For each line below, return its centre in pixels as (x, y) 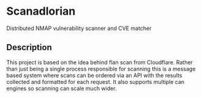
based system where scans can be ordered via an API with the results (94, 75)
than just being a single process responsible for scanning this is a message (101, 69)
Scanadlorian (41, 11)
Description (29, 47)
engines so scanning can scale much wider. (62, 88)
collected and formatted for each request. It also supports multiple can (95, 81)
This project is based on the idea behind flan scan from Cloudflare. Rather (99, 62)
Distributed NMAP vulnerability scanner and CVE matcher (79, 28)
